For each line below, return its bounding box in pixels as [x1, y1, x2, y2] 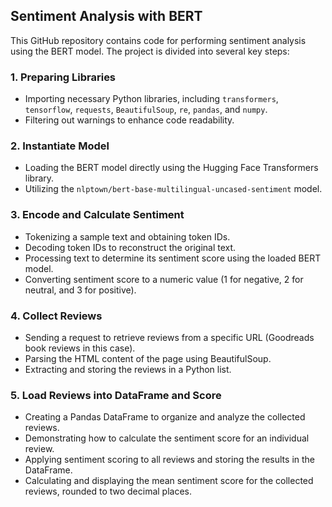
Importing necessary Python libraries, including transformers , [24, 93, 279, 105]
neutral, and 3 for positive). [24, 284, 137, 296]
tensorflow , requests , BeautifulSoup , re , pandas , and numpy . [24, 104, 268, 116]
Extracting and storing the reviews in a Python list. [24, 364, 232, 375]
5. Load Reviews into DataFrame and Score [10, 388, 222, 402]
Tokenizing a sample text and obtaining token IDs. [24, 230, 231, 243]
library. [24, 172, 55, 184]
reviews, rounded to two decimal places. [24, 485, 193, 498]
